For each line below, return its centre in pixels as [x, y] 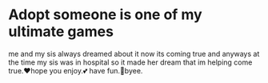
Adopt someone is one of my [105, 15]
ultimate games [61, 32]
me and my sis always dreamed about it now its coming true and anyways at [134, 53]
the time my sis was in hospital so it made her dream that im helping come [130, 62]
